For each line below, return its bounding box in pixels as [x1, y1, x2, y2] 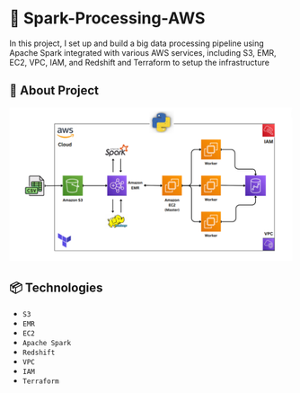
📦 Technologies [9, 280, 103, 295]
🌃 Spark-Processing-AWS [9, 8, 206, 29]
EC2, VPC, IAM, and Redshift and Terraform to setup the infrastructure [9, 57, 269, 67]
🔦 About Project [9, 83, 100, 98]
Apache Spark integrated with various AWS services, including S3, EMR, [9, 47, 277, 58]
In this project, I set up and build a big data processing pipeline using [9, 38, 265, 49]
